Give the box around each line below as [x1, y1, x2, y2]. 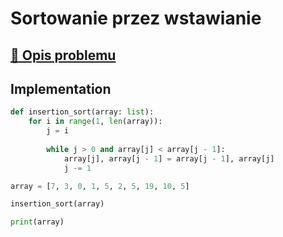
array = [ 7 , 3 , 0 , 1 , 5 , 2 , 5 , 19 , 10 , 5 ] [10, 181, 190, 191]
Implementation [10, 80, 112, 97]
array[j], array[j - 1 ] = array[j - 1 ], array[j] [63, 153, 275, 164]
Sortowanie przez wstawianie [10, 7, 262, 30]
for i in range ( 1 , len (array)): [28, 117, 163, 127]
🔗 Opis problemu [10, 47, 117, 64]
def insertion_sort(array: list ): [10, 107, 155, 117]
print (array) [10, 217, 65, 227]
